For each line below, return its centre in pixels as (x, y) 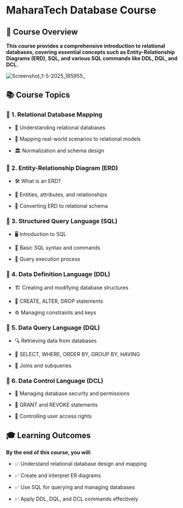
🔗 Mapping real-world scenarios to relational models (78, 139)
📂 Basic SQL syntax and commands (57, 248)
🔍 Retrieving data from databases (56, 340)
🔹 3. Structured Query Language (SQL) (62, 221)
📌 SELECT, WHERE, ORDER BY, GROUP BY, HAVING (77, 354)
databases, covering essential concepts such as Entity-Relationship (91, 52)
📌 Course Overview (42, 32)
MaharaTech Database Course (81, 10)
